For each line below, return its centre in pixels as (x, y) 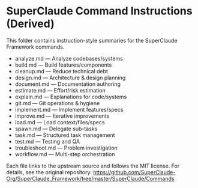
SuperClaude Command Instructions (100, 11)
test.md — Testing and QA (47, 141)
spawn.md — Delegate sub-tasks (56, 129)
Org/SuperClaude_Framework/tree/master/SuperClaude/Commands (90, 178)
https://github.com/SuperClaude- (134, 172)
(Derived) (31, 24)
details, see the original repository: (49, 172)
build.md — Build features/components (63, 65)
